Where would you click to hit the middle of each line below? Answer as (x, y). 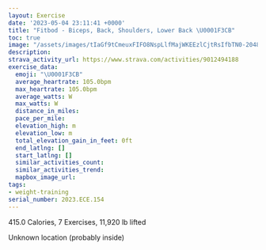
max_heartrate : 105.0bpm (56, 89)
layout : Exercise (37, 15)
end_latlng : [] (40, 148)
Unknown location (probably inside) (66, 237)
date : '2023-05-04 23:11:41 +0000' (67, 23)
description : (30, 52)
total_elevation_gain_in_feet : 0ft (74, 140)
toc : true (25, 38)
